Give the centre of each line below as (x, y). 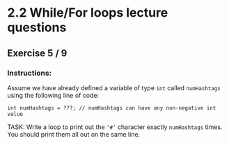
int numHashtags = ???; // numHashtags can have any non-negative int (112, 108)
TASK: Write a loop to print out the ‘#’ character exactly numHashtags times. (115, 127)
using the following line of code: (53, 95)
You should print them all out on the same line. (74, 134)
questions (37, 27)
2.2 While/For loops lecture (88, 13)
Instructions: (30, 73)
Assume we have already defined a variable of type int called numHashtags (114, 87)
